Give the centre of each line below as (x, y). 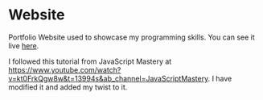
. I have (220, 78)
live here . (24, 45)
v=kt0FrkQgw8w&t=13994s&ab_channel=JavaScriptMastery (108, 78)
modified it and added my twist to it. (68, 87)
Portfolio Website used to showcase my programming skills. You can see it (131, 37)
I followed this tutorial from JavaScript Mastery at (90, 61)
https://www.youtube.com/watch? (65, 69)
